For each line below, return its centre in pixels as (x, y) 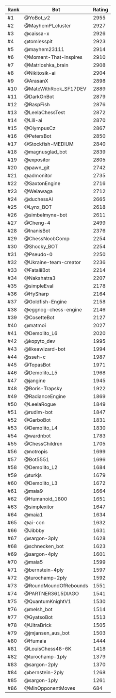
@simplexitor (39, 507)
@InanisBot (37, 231)
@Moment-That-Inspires (53, 57)
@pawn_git (37, 168)
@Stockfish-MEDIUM (49, 144)
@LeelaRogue (40, 404)
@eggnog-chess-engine (53, 309)
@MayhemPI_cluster (48, 25)
